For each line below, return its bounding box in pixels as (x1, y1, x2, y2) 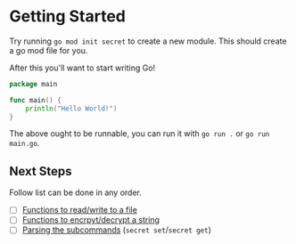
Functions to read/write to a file (21, 205, 138, 216)
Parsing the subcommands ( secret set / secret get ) (21, 224, 212, 235)
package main (9, 79, 58, 88)
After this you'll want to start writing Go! (9, 62, 156, 73)
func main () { (9, 95, 62, 104)
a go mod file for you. (9, 45, 88, 55)
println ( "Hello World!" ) (25, 104, 118, 113)
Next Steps (9, 163, 72, 179)
